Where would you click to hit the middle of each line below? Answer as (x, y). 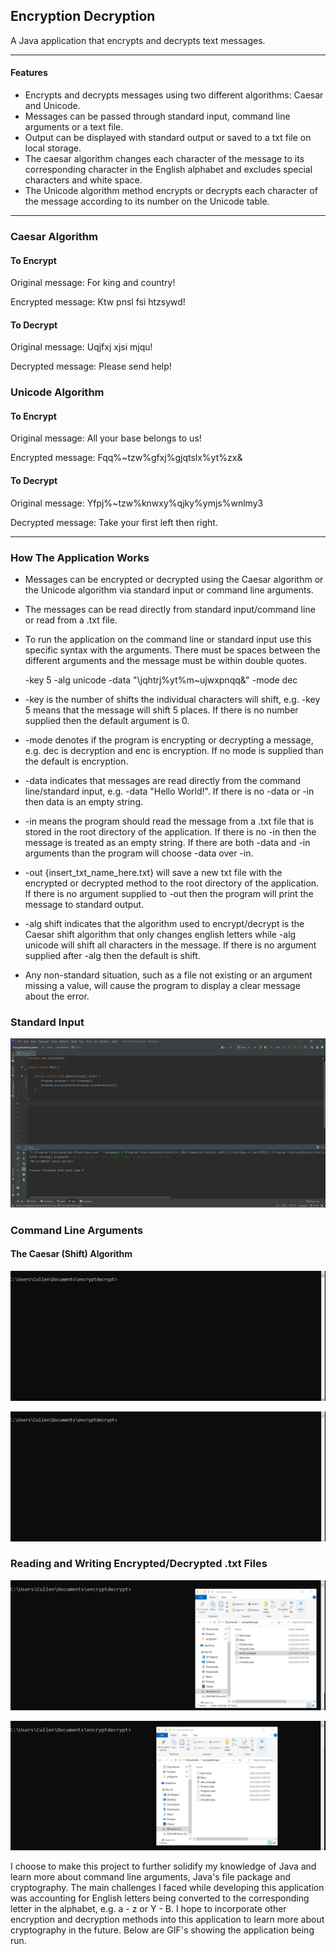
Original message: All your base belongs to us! (106, 438)
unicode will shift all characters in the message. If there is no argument (170, 945)
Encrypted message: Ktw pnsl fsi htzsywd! (98, 302)
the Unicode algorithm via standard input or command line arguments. (169, 590)
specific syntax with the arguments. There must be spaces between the (172, 650)
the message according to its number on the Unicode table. (147, 201)
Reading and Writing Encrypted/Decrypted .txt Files (139, 1564)
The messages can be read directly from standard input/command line (170, 609)
